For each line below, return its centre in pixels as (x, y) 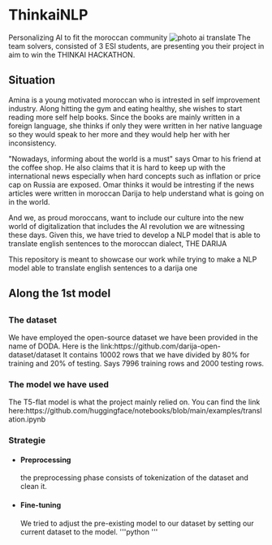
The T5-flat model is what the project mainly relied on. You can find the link (134, 402)
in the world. (29, 201)
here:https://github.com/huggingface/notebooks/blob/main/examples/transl (135, 411)
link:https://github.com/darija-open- (160, 346)
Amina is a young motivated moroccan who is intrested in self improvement (134, 100)
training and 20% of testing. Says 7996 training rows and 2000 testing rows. (136, 363)
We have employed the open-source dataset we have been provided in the (133, 337)
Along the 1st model (60, 294)
